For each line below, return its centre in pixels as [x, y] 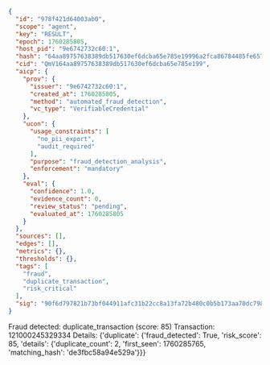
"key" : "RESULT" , [45, 34]
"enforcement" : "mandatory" [77, 169]
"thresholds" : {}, [47, 259]
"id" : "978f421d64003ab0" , [61, 19]
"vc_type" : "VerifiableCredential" [89, 109]
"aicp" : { [32, 72]
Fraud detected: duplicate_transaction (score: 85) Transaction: [112, 326]
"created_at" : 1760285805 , [75, 94]
